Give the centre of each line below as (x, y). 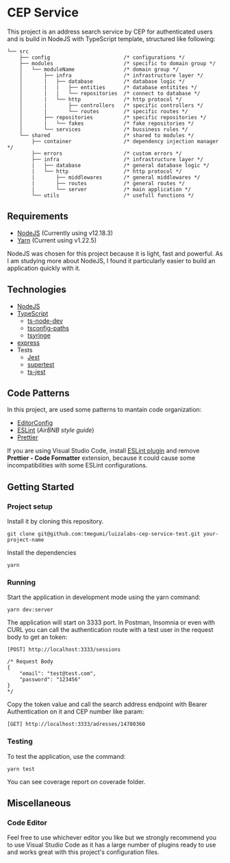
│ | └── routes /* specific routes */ (104, 111)
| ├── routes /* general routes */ (108, 183)
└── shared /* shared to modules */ (107, 135)
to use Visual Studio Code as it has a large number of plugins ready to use (112, 845)
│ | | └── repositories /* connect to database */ (110, 93)
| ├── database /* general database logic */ (121, 165)
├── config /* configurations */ (102, 57)
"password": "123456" (50, 680)
